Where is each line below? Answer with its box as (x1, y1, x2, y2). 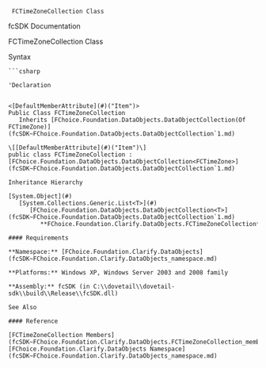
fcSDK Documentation (8, 21, 81, 31)
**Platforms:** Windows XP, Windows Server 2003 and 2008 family (8, 269, 228, 277)
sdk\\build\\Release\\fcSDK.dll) (8, 289, 119, 297)
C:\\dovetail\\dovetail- (93, 282, 176, 290)
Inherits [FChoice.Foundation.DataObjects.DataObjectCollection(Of (18, 116, 246, 124)
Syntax (8, 52, 32, 61)
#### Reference (8, 317, 59, 325)
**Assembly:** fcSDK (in (8, 282, 90, 290)
